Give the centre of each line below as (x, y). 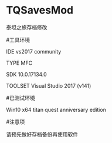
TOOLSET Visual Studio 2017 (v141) (49, 85)
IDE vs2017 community (34, 51)
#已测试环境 (21, 98)
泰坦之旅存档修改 (27, 27)
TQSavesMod (40, 10)
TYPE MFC (19, 63)
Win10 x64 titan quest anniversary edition (56, 109)
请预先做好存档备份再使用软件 (42, 134)
